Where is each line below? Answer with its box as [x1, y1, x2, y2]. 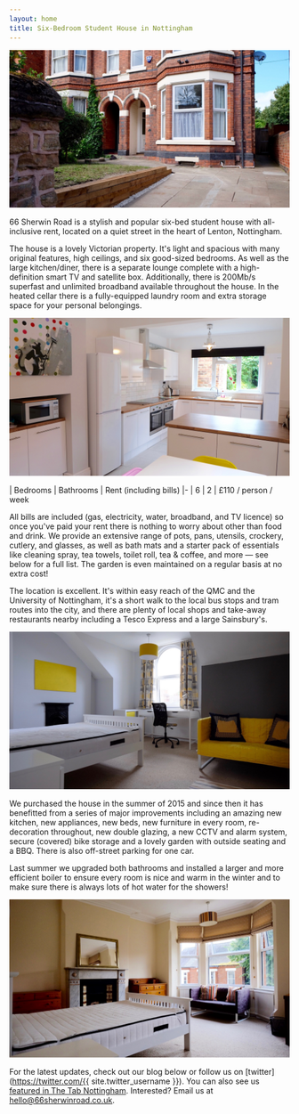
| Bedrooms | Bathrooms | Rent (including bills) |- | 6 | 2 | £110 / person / [9, 484, 273, 495]
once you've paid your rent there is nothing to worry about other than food [9, 521, 282, 532]
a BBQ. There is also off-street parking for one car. [9, 846, 195, 856]
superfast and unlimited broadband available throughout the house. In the [9, 281, 279, 291]
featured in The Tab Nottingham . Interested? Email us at [9, 1085, 214, 1095]
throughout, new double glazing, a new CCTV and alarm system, [50, 826, 287, 837]
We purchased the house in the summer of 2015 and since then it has [9, 798, 264, 809]
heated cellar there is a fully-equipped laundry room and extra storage [9, 290, 267, 301]
